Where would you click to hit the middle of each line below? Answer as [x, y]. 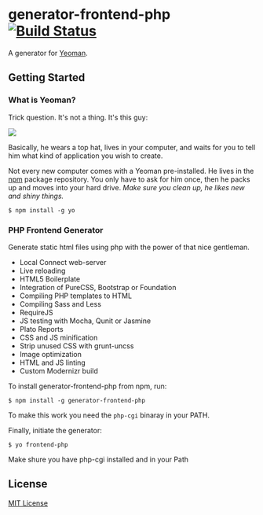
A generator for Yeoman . [48, 53]
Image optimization [51, 354]
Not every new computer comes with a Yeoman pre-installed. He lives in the [131, 171]
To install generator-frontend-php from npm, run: [88, 386]
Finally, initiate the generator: [55, 430]
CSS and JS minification [58, 337]
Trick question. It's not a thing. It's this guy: [78, 117]
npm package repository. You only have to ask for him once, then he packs [129, 179]
